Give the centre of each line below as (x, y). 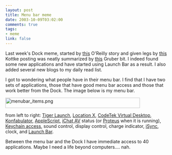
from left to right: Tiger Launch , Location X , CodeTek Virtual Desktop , (79, 115)
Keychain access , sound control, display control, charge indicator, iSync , (82, 126)
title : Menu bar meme (28, 15)
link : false (18, 39)
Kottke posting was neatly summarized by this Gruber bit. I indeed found (82, 59)
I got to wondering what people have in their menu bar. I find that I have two (85, 80)
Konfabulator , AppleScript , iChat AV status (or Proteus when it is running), (83, 121)
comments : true (22, 24)
